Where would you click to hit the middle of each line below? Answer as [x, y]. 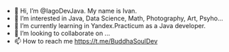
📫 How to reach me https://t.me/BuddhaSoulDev [86, 41]
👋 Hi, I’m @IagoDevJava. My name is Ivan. [75, 11]
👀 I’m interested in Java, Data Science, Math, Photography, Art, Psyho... [118, 18]
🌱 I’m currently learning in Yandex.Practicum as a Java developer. [110, 26]
